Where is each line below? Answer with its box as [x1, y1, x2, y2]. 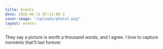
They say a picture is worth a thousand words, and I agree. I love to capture [5, 34, 159, 40]
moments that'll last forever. [5, 40, 62, 46]
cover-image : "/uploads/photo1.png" [5, 16, 80, 21]
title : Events [5, 7, 34, 12]
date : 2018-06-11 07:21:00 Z [5, 12, 65, 17]
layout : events [5, 21, 36, 26]
